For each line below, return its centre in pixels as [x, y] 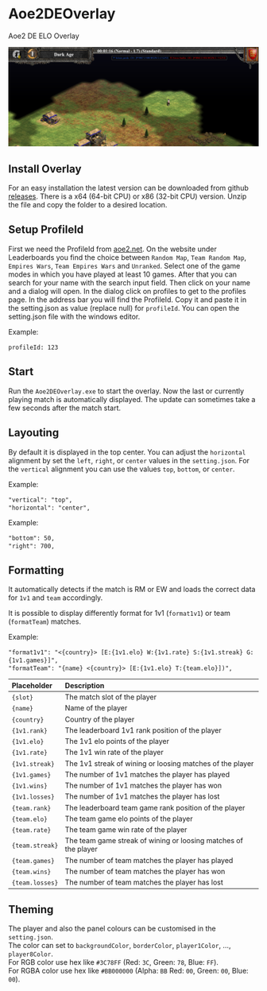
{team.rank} [31, 808]
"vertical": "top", [41, 500]
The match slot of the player [111, 697]
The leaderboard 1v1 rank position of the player [143, 730]
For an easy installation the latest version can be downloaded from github [128, 188]
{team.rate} [31, 830]
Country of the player [100, 719]
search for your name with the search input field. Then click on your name [129, 282]
